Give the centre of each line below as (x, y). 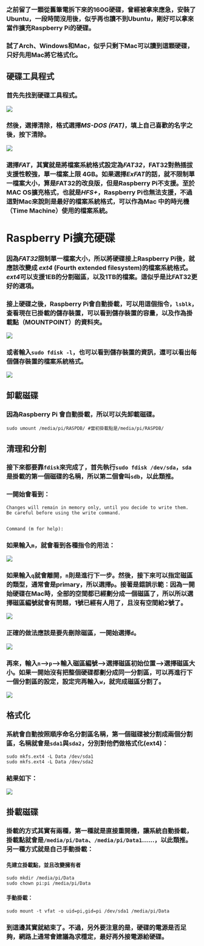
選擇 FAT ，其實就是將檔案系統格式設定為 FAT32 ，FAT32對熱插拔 (100, 164)
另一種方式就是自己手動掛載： (50, 849)
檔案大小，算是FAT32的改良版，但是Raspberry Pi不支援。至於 (104, 183)
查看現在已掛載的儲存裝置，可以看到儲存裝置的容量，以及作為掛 (100, 313)
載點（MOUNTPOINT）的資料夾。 (56, 322)
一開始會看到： (28, 495)
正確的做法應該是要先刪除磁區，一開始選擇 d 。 (73, 633)
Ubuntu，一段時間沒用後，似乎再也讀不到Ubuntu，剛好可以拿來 (100, 18)
